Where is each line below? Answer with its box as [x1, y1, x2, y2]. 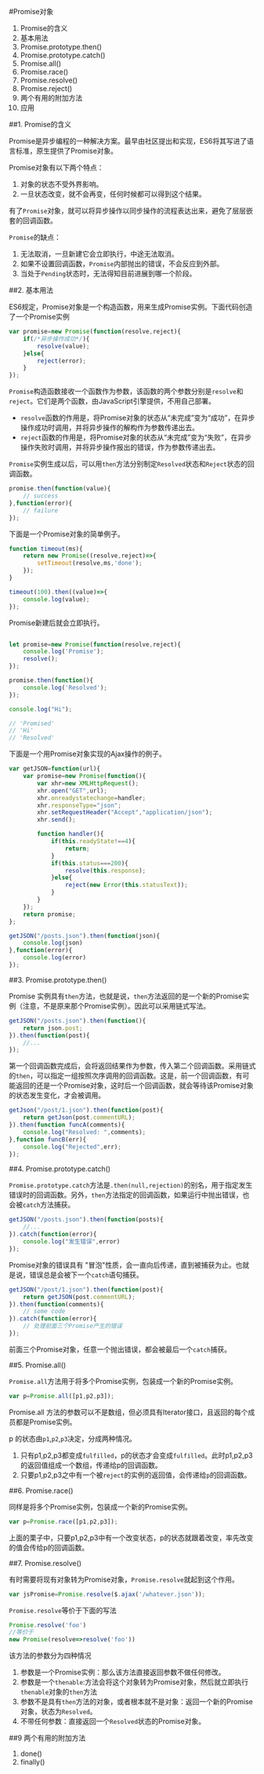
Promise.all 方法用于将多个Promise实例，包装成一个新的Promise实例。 [9, 1376, 237, 1385]
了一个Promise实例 [9, 312, 70, 321]
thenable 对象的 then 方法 [20, 1687, 97, 1697]
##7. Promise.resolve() [9, 1558, 81, 1568]
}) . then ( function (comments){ [9, 1300, 104, 1309]
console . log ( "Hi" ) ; [9, 705, 73, 713]
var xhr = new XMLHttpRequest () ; [37, 779, 139, 787]
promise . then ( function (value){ [9, 485, 111, 493]
